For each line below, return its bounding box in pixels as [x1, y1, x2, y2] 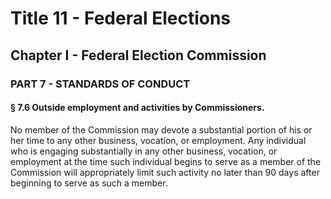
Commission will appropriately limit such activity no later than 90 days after [10, 166, 320, 178]
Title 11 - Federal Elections [10, 7, 232, 30]
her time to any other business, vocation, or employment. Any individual [10, 134, 307, 146]
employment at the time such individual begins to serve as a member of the [10, 155, 322, 167]
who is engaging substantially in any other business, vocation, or [10, 145, 278, 157]
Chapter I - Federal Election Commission [10, 47, 267, 64]
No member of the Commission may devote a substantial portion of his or [10, 123, 313, 136]
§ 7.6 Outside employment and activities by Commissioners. [10, 102, 265, 114]
